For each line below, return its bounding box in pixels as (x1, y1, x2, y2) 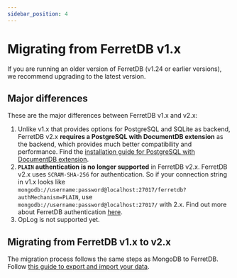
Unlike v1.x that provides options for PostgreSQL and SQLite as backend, (17, 125, 231, 133)
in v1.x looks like (17, 178, 66, 187)
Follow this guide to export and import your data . (7, 262, 150, 271)
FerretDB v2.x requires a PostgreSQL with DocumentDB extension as (17, 133, 224, 141)
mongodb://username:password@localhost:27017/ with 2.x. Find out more (17, 200, 227, 209)
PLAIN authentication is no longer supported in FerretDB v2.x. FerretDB (17, 162, 228, 171)
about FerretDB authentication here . (17, 208, 123, 216)
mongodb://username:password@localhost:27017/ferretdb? (17, 187, 187, 194)
